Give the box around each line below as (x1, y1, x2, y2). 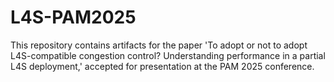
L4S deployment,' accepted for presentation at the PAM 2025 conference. (10, 60, 315, 72)
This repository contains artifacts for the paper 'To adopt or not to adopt (10, 39, 308, 51)
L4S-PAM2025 (10, 6, 137, 29)
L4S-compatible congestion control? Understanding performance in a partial (10, 49, 326, 61)
